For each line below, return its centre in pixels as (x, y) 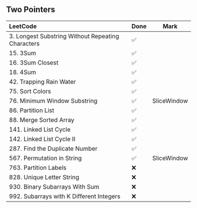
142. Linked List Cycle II (42, 139)
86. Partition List (32, 110)
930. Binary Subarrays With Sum (54, 186)
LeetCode (23, 26)
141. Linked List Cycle (40, 129)
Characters (24, 43)
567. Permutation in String (45, 158)
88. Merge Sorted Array (42, 120)
